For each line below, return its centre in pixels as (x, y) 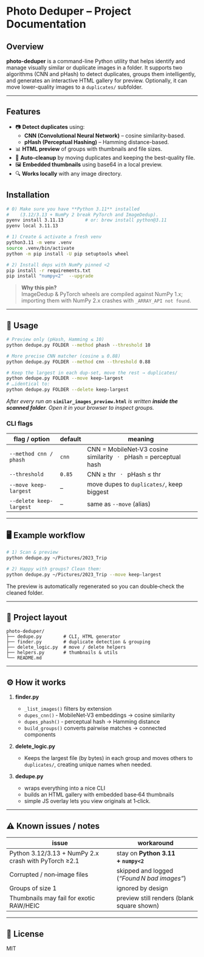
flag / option (32, 439)
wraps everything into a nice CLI (65, 788)
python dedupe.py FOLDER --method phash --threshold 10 (78, 345)
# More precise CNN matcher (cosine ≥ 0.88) (63, 356)
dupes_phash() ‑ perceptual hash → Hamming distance (92, 722)
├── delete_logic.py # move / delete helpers (66, 648)
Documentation (46, 24)
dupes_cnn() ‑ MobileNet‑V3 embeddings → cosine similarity (100, 715)
